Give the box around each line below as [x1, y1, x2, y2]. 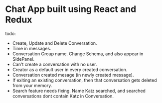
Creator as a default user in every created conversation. [12, 66, 128, 73]
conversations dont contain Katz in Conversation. [12, 93, 114, 99]
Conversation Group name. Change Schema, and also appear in [12, 51, 144, 57]
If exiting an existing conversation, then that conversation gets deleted [12, 77, 157, 83]
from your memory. [12, 82, 52, 88]
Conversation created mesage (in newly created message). [12, 72, 134, 78]
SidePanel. [12, 56, 35, 62]
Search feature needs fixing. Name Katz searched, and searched [12, 88, 146, 94]
